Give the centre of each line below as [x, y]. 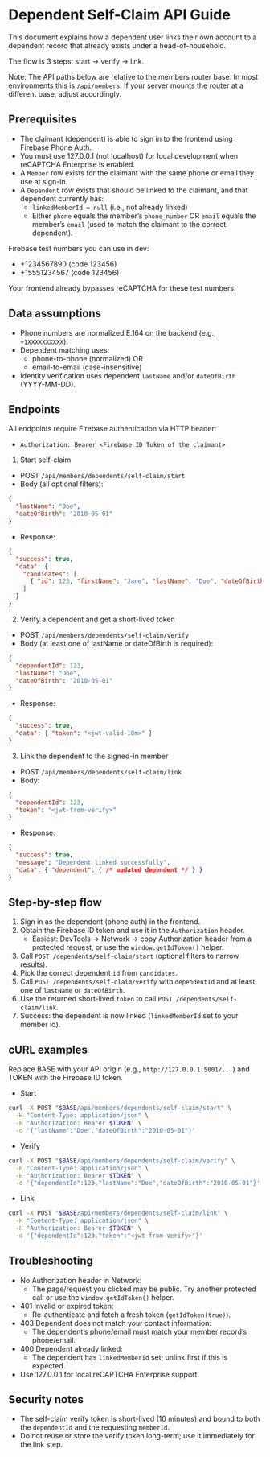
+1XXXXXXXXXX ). [44, 341]
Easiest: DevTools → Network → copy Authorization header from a [142, 939]
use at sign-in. [44, 181]
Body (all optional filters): [61, 484]
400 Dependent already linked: [71, 1348]
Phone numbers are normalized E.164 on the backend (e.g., [118, 332]
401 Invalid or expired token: [67, 1306]
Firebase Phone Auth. [56, 147]
